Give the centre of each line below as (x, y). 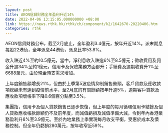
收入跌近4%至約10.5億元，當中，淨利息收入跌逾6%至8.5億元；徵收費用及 (81, 60)
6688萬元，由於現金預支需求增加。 (41, 73)
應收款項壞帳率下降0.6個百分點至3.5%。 (47, 96)
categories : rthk (23, 29)
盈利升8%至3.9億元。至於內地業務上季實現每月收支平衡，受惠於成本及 (82, 119)
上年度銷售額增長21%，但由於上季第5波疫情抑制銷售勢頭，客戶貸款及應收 (81, 84)
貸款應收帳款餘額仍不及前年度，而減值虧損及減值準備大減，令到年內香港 (84, 113)
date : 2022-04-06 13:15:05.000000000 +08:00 (52, 19)
